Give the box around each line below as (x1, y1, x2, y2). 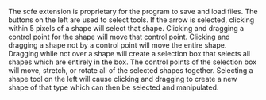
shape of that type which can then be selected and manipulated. (8, 83, 219, 92)
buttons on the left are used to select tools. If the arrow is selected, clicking (8, 15, 255, 25)
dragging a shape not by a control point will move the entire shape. (8, 40, 227, 50)
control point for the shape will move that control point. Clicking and (8, 32, 230, 41)
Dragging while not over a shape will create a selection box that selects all (8, 49, 251, 58)
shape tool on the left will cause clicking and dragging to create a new (8, 75, 237, 83)
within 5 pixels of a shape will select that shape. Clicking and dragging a (8, 24, 245, 33)
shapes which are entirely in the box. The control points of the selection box (8, 57, 256, 67)
